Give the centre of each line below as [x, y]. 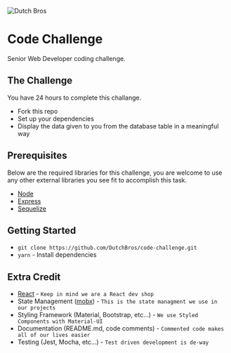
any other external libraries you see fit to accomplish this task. [97, 180]
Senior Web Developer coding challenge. [66, 58]
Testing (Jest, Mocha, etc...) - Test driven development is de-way [113, 342]
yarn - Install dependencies [57, 255]
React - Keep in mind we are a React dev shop [86, 294]
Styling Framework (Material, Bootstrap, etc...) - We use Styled [108, 315]
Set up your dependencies [56, 119]
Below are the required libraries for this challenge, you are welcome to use [115, 173]
